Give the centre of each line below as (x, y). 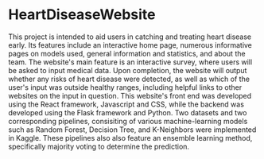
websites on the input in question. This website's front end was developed (130, 95)
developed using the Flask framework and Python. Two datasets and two (128, 112)
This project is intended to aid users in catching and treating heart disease (130, 37)
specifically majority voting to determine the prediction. (99, 146)
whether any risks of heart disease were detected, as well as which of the (129, 79)
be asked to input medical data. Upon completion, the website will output (128, 70)
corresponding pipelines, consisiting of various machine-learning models (128, 121)
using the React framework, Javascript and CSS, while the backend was (126, 104)
